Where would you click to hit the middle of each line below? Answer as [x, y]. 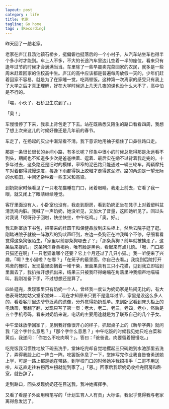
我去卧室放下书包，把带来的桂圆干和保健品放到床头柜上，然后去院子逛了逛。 [84, 228]
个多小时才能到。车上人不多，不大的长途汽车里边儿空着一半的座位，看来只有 [84, 60]
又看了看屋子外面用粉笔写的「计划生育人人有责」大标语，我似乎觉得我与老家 [84, 395]
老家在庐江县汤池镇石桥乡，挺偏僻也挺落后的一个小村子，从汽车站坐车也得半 [84, 54]
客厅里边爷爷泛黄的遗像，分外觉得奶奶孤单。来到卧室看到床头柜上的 [93, 302]
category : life [22, 15]
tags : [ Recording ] [26, 29]
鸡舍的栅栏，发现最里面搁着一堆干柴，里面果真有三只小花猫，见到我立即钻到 [84, 266]
